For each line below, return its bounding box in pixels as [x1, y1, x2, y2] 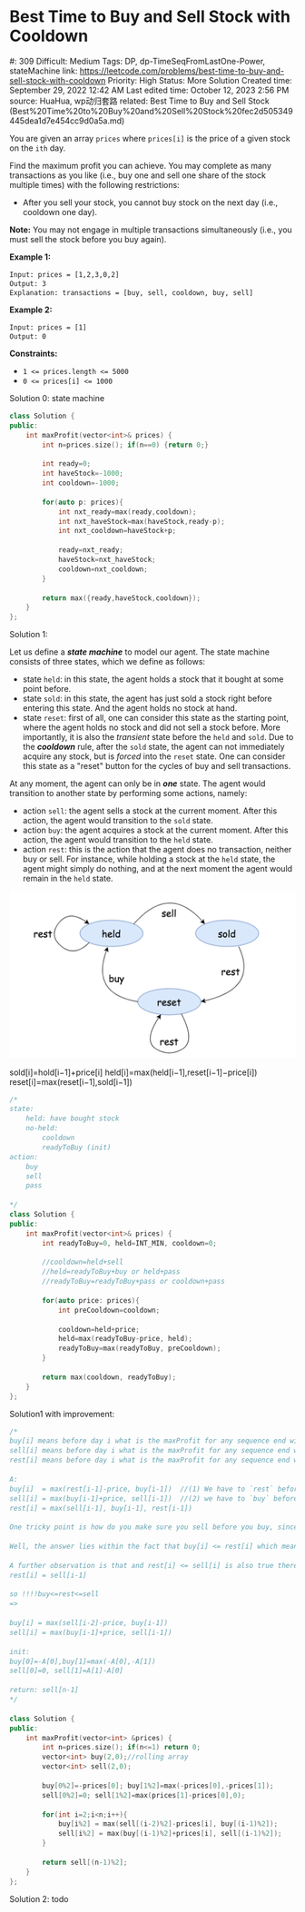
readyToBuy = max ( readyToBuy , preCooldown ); [57, 1344, 221, 1354]
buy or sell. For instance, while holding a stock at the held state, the [22, 853, 276, 864]
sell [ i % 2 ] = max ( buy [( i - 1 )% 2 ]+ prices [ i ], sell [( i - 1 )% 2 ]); [57, 1829, 282, 1838]
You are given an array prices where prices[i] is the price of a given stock [9, 133, 290, 143]
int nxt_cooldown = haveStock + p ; [57, 527, 177, 536]
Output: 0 [9, 331, 47, 341]
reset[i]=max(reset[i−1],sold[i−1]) [9, 1076, 133, 1087]
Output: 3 [9, 279, 47, 288]
